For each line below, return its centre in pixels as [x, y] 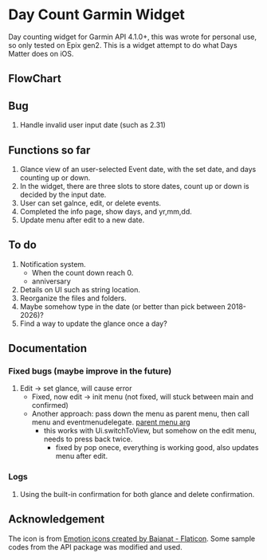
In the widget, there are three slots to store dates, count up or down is [134, 186]
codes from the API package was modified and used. [95, 546]
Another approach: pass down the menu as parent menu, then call [140, 414]
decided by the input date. [63, 194]
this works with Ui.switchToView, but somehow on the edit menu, [150, 431]
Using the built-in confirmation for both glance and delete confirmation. [137, 494]
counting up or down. [55, 178]
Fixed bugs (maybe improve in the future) [90, 371]
